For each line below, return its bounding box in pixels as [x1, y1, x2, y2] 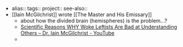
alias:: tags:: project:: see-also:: [11, 5, 88, 12]
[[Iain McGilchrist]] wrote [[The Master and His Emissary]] [11, 11, 152, 18]
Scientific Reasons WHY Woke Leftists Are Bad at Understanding [20, 23, 178, 30]
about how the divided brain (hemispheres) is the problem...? [20, 17, 168, 24]
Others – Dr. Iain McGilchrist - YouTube [20, 30, 115, 37]
